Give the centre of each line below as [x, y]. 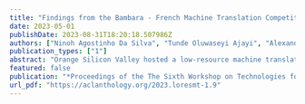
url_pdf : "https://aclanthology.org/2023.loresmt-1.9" [115, 85]
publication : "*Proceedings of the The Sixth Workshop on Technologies [148, 77]
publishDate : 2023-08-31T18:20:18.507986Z [91, 34]
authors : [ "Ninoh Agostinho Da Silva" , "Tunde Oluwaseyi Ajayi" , [135, 43]
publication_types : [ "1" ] [58, 52]
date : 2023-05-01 [42, 26]
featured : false [40, 69]
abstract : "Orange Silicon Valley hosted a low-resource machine [135, 60]
